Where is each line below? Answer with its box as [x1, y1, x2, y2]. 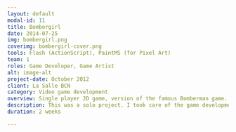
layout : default [7, 10, 55, 18]
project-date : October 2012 [7, 75, 90, 83]
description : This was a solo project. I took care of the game [7, 102, 199, 109]
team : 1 [7, 56, 30, 63]
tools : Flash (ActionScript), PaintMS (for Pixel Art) [7, 50, 171, 57]
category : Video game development [7, 88, 109, 95]
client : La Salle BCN [7, 82, 71, 89]
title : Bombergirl [7, 23, 61, 30]
